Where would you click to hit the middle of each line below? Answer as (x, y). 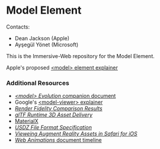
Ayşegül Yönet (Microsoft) (47, 45)
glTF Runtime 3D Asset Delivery (54, 115)
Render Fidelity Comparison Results (58, 109)
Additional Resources (38, 83)
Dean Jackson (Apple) (42, 38)
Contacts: (18, 27)
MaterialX (26, 121)
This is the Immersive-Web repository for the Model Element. (81, 56)
